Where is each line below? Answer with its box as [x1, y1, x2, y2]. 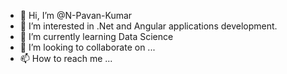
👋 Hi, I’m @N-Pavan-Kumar [19, 10, 133, 21]
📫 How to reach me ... [19, 53, 113, 64]
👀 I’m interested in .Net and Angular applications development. [19, 20, 278, 32]
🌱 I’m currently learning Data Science [19, 31, 174, 42]
